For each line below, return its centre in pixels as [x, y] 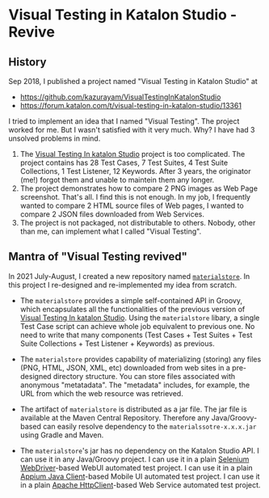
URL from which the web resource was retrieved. [101, 393]
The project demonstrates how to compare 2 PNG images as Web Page [139, 188]
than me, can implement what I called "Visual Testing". [111, 231]
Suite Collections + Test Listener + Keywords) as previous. [118, 343]
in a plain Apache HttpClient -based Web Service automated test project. [140, 485]
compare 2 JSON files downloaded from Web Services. [112, 214]
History [27, 62]
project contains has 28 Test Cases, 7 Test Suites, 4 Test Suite [124, 162]
